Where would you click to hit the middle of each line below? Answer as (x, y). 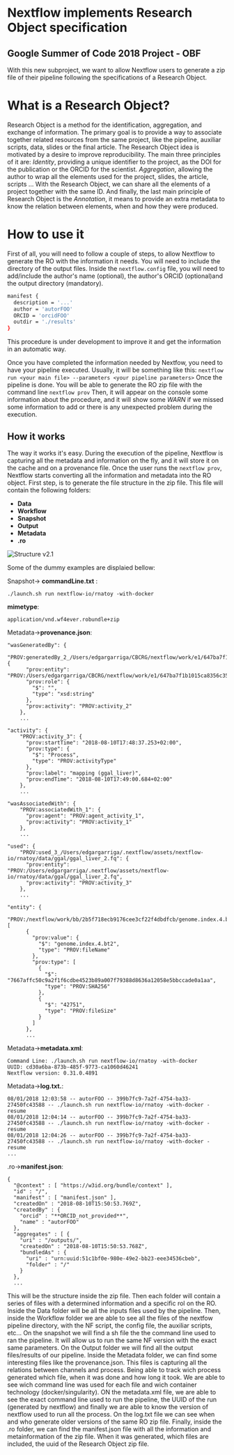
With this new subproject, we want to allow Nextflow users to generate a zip (116, 70)
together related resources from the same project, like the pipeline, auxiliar (114, 139)
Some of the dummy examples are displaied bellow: (81, 567)
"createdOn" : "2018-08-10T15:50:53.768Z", (84, 1246)
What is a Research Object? (89, 106)
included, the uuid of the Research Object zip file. (78, 1444)
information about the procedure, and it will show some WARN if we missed (116, 400)
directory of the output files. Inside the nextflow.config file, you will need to (116, 268)
